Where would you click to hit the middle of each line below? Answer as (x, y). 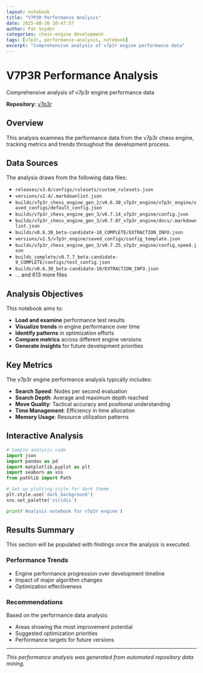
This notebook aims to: (35, 309)
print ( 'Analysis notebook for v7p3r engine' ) (64, 511)
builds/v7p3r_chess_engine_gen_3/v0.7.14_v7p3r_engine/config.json (101, 215)
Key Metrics (30, 365)
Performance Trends (37, 560)
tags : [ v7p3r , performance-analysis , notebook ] (67, 40)
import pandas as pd (32, 461)
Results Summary (40, 530)
